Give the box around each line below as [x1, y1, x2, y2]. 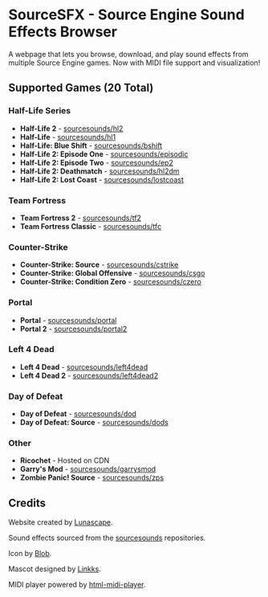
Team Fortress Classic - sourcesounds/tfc [19, 221, 162, 231]
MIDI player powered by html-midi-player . [8, 580, 146, 590]
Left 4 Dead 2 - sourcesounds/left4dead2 [19, 370, 159, 380]
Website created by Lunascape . [8, 517, 114, 527]
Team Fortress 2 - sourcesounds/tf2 [19, 213, 142, 223]
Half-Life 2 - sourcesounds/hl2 [19, 123, 124, 133]
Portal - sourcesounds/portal [19, 315, 117, 325]
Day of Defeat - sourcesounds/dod [19, 409, 136, 419]
